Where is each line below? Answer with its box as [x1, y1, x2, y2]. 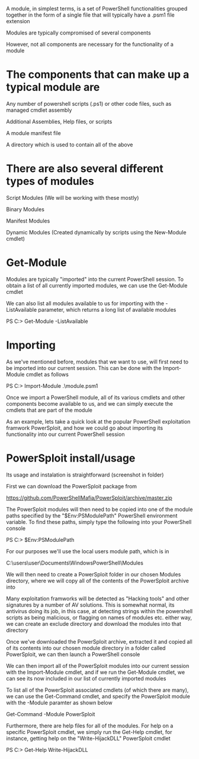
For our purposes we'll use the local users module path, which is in [6, 547, 169, 555]
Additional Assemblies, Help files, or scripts [6, 118, 113, 125]
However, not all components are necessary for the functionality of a [6, 41, 174, 48]
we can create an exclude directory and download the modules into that [6, 620, 182, 627]
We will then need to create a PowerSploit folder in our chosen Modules [6, 570, 181, 578]
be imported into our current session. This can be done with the [6, 364, 162, 371]
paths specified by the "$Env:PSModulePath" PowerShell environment [6, 512, 178, 519]
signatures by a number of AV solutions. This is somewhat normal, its [6, 601, 175, 609]
